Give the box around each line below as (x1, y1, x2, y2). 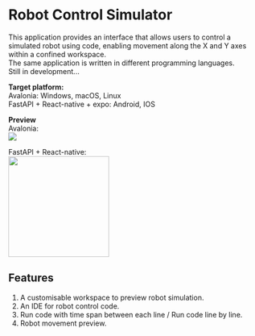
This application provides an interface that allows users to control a (8, 32, 232, 42)
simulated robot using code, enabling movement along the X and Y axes (8, 40, 247, 50)
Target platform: (8, 82, 64, 92)
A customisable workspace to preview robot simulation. (19, 292, 204, 302)
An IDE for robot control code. (19, 301, 120, 311)
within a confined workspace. (8, 49, 107, 59)
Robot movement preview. (19, 318, 107, 328)
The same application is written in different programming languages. (8, 58, 235, 68)
